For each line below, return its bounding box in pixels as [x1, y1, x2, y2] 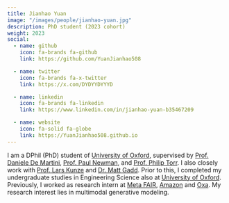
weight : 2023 [7, 29, 45, 37]
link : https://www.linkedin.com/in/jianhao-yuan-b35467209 [19, 106, 194, 113]
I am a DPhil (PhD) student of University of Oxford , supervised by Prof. [7, 151, 209, 159]
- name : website [13, 119, 60, 126]
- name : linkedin [13, 93, 64, 101]
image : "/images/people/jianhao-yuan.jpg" [7, 17, 132, 24]
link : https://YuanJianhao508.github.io [19, 131, 138, 139]
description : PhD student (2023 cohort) [7, 23, 126, 30]
